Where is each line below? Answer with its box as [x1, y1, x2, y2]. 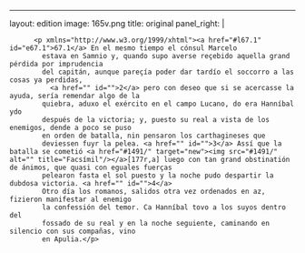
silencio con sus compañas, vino [9, 227, 136, 236]
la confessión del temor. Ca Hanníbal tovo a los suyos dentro [42, 203, 286, 212]
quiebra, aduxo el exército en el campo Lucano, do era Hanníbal [42, 99, 295, 108]
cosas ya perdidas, [9, 76, 84, 85]
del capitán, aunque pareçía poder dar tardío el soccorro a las [42, 67, 295, 76]
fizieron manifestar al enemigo [9, 195, 132, 204]
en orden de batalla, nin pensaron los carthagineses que [42, 131, 266, 140]
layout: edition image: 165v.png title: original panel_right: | [9, 18, 225, 28]
